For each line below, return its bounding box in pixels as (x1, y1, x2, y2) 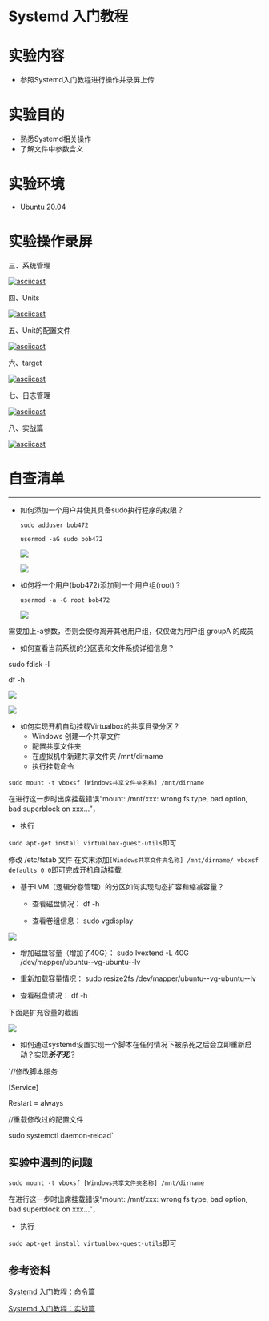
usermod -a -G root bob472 (19, 596, 110, 604)
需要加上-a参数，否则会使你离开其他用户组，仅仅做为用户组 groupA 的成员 (8, 626, 255, 636)
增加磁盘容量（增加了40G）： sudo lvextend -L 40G (19, 948, 190, 958)
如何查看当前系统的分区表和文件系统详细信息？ (19, 643, 175, 652)
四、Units (8, 293, 40, 303)
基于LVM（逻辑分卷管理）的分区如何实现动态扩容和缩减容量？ (19, 881, 225, 891)
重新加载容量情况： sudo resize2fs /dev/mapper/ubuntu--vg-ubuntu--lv (19, 974, 256, 983)
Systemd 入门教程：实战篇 (8, 1303, 96, 1313)
